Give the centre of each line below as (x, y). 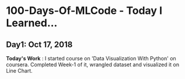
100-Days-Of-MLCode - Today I (84, 11)
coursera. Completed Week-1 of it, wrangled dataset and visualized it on (93, 64)
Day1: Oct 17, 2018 (39, 44)
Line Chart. (20, 71)
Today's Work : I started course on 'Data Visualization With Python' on (91, 58)
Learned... (32, 23)
